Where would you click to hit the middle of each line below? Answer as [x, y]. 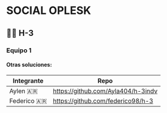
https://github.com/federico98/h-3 [103, 101]
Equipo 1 [19, 50]
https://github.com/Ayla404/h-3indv [105, 91]
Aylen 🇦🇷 [24, 91]
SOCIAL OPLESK [49, 11]
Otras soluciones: [29, 65]
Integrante [28, 81]
